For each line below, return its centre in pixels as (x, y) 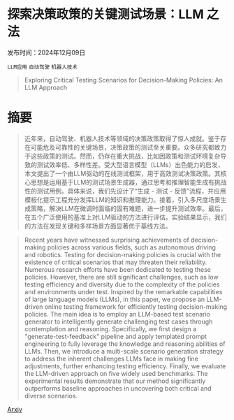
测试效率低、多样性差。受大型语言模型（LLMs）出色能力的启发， (130, 164)
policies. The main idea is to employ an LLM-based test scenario (117, 314)
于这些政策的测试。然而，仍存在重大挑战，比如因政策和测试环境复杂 (122, 156)
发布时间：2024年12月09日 (46, 52)
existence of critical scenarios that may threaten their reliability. (116, 262)
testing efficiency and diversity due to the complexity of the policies (122, 284)
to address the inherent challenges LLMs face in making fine (111, 359)
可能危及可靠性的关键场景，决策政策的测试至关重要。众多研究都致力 (129, 147)
